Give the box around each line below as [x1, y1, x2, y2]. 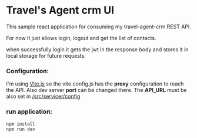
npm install [6, 121, 35, 127]
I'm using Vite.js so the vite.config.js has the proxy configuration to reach [6, 80, 184, 87]
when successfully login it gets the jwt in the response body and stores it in [6, 45, 189, 53]
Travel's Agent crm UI [6, 4, 115, 17]
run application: [6, 107, 53, 116]
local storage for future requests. [6, 52, 86, 59]
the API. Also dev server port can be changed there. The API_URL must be [6, 87, 187, 94]
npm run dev [6, 126, 35, 132]
